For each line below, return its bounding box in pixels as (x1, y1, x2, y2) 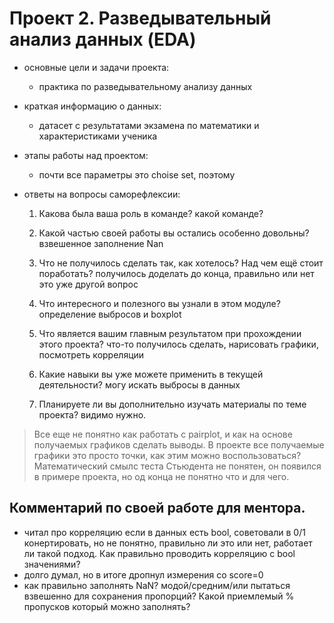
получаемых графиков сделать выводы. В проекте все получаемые (33, 438, 325, 451)
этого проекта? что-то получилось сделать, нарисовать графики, (38, 338, 319, 350)
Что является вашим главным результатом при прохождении (38, 327, 302, 339)
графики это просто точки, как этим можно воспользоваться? (33, 449, 302, 461)
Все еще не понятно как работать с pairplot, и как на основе (33, 428, 293, 440)
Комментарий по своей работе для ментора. (9, 500, 306, 517)
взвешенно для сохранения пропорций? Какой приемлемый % (23, 590, 295, 602)
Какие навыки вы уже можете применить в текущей (38, 368, 264, 380)
